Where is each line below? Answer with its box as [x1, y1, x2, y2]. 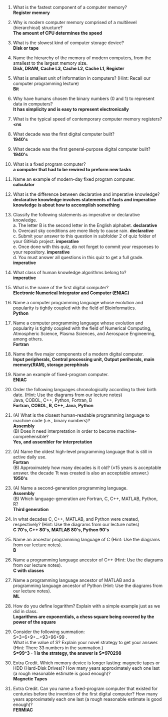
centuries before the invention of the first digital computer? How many [12, 691, 158, 697]
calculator [12, 182, 35, 187]
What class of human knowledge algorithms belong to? [12, 270, 126, 275]
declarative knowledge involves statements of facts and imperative [12, 197, 156, 202]
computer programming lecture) [12, 80, 79, 86]
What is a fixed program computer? [12, 161, 86, 167]
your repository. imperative [12, 249, 70, 255]
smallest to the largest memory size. [12, 60, 88, 66]
